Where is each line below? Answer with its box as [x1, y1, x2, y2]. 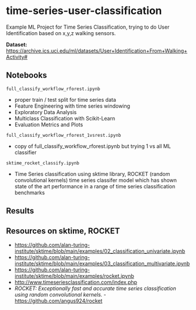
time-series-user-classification [6, 4, 162, 18]
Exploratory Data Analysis [14, 108, 77, 115]
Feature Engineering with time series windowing [14, 102, 130, 109]
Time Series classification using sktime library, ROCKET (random [14, 170, 170, 177]
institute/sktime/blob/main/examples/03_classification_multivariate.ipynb [14, 260, 190, 267]
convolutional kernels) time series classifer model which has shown [14, 177, 177, 184]
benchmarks [14, 189, 45, 196]
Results [6, 206, 34, 216]
